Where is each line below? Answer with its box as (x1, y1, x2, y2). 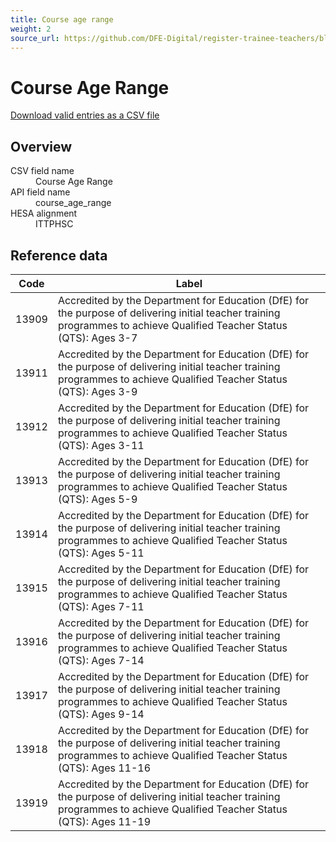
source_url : (10, 33, 60, 43)
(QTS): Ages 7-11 (57, 599, 145, 613)
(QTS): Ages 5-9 (57, 492, 138, 506)
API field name (10, 186, 71, 198)
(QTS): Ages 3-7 (57, 331, 138, 345)
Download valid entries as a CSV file (10, 109, 160, 121)
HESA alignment (10, 207, 78, 220)
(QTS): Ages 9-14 (57, 707, 145, 721)
